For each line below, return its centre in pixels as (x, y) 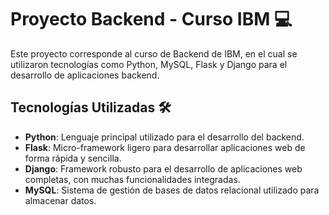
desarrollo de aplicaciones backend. (85, 75)
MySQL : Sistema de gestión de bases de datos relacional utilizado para (172, 190)
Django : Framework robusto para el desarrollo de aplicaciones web (163, 168)
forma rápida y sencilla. (73, 158)
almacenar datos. (60, 200)
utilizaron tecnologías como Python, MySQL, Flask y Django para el (149, 64)
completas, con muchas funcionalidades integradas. (132, 179)
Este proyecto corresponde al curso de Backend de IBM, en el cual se (154, 53)
